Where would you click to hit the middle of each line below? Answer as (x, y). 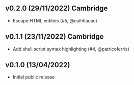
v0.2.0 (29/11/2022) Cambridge (57, 8)
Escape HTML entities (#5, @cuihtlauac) (55, 20)
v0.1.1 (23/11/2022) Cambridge (55, 37)
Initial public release (34, 77)
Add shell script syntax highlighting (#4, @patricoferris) (71, 49)
